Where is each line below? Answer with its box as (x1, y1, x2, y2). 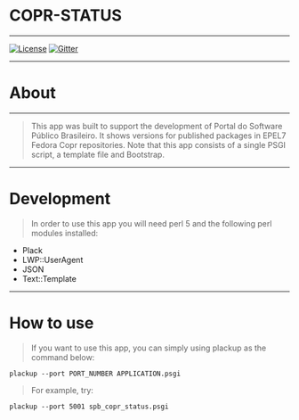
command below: (30, 351, 95, 362)
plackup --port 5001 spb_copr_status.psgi (9, 402, 169, 411)
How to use (9, 313, 94, 333)
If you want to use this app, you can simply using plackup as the (30, 342, 267, 353)
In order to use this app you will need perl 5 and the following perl (30, 218, 272, 228)
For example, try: (30, 384, 93, 395)
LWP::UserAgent (21, 254, 84, 265)
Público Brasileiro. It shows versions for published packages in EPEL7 (30, 130, 287, 141)
